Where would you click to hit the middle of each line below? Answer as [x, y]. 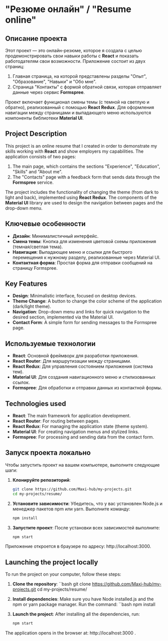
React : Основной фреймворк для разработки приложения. [75, 356]
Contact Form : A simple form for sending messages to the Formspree [85, 323]
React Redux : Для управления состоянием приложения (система [82, 366]
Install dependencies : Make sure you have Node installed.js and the [83, 599]
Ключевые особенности [46, 224]
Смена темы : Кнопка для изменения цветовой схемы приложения [84, 241]
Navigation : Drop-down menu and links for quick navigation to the [81, 312]
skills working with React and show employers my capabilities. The [74, 151]
